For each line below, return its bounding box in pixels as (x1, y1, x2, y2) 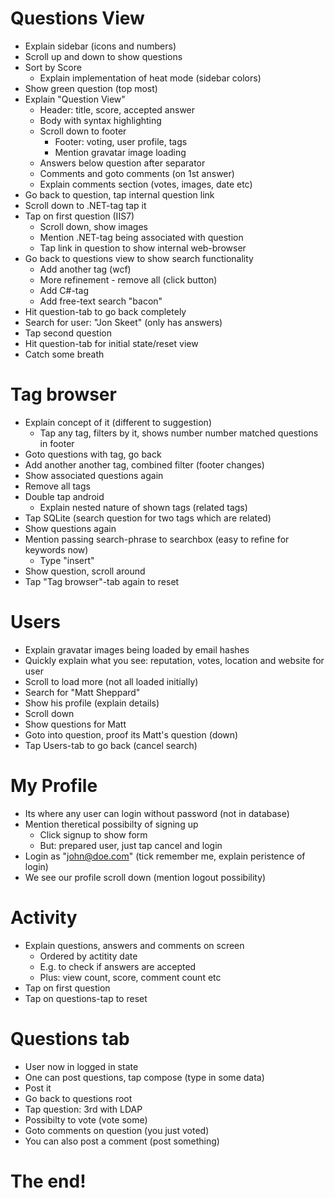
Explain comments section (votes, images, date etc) (39, 178, 253, 190)
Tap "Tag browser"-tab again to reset (24, 575, 180, 587)
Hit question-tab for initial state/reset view (24, 337, 199, 349)
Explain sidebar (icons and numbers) (24, 40, 177, 52)
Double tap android (24, 490, 105, 502)
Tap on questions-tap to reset (24, 992, 148, 1004)
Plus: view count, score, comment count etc (39, 971, 222, 983)
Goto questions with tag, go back (24, 448, 162, 460)
